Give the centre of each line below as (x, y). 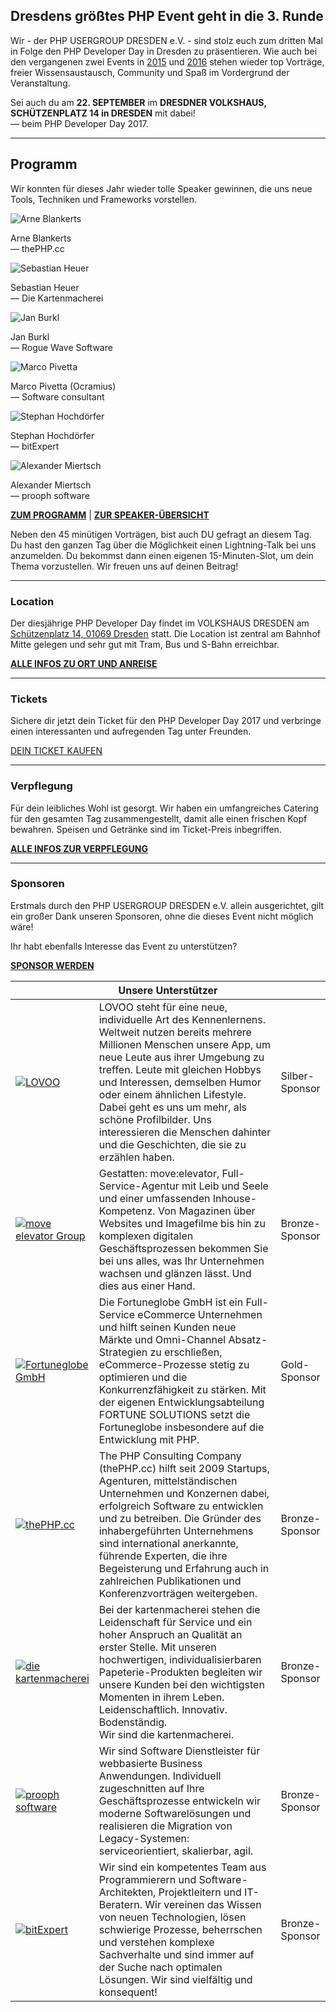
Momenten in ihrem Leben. (161, 1697)
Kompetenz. (127, 1211)
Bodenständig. (133, 1722)
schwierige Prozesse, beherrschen (180, 1929)
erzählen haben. (136, 1157)
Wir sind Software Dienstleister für (179, 1751)
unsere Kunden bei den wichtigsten (181, 1684)
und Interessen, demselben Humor (180, 1082)
